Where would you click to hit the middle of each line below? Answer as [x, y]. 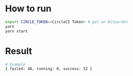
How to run [28, 9]
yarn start [16, 31]
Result [19, 51]
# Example [15, 64]
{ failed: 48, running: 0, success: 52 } [49, 69]
